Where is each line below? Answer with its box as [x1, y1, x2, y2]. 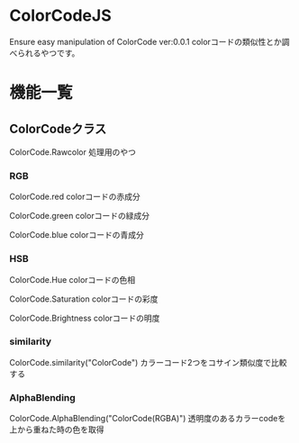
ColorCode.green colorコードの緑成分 [9, 211, 150, 221]
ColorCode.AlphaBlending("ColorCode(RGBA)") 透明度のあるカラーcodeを [9, 413, 286, 424]
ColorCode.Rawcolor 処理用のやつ [9, 146, 137, 158]
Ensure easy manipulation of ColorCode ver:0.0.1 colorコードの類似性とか [9, 36, 282, 47]
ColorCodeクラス [9, 121, 107, 136]
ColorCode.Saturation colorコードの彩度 [9, 294, 159, 304]
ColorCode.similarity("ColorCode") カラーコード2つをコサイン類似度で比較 [9, 357, 287, 367]
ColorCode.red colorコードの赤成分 [9, 191, 141, 203]
